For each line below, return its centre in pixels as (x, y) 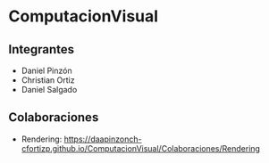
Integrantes (42, 49)
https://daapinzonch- (103, 139)
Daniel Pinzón (46, 70)
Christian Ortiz (48, 80)
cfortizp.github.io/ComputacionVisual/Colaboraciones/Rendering (141, 148)
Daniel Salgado (49, 90)
